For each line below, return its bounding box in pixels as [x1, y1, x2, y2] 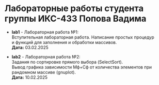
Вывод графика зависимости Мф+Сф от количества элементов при [11, 64, 152, 70]
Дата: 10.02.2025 [11, 74, 48, 80]
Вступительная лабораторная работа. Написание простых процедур [11, 34, 155, 40]
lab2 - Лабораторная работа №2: [11, 54, 80, 59]
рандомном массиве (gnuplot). [11, 69, 76, 75]
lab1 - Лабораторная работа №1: [11, 29, 79, 35]
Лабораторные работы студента [4, 3, 144, 14]
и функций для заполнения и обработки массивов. [11, 39, 117, 45]
